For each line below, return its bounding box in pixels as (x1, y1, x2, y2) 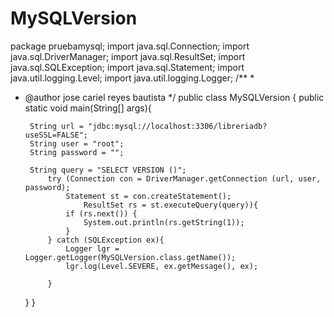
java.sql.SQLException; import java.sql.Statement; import (10, 61, 245, 73)
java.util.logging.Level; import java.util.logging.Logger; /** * (10, 72, 255, 84)
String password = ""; (29, 147, 125, 157)
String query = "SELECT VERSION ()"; (29, 165, 187, 175)
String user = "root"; (29, 138, 125, 149)
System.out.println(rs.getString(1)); (83, 217, 245, 227)
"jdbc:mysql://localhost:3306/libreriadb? (88, 121, 268, 131)
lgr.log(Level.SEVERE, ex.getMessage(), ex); (65, 261, 259, 271)
